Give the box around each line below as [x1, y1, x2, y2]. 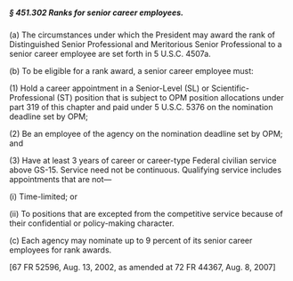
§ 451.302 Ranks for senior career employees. [9, 7, 184, 18]
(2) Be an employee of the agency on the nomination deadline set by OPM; [9, 128, 283, 139]
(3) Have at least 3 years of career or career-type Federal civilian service [9, 155, 277, 165]
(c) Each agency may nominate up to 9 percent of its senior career [9, 235, 253, 245]
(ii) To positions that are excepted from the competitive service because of [9, 208, 283, 219]
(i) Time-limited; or [9, 191, 78, 202]
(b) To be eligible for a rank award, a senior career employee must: [9, 65, 254, 76]
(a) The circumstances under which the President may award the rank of [9, 29, 276, 40]
